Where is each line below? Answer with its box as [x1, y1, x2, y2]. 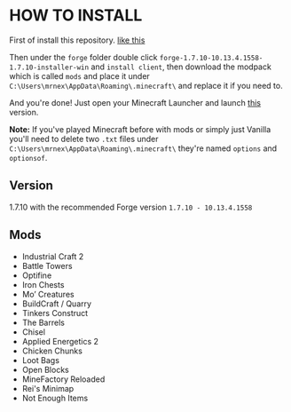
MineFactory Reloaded [21, 374, 106, 384]
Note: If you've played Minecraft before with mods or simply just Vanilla [9, 123, 271, 134]
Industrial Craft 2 [21, 250, 84, 262]
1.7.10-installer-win [9, 63, 90, 72]
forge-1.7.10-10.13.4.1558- [159, 53, 263, 62]
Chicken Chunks [21, 345, 83, 356]
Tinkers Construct [21, 307, 89, 318]
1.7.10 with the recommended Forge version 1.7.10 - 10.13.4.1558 [9, 202, 253, 212]
